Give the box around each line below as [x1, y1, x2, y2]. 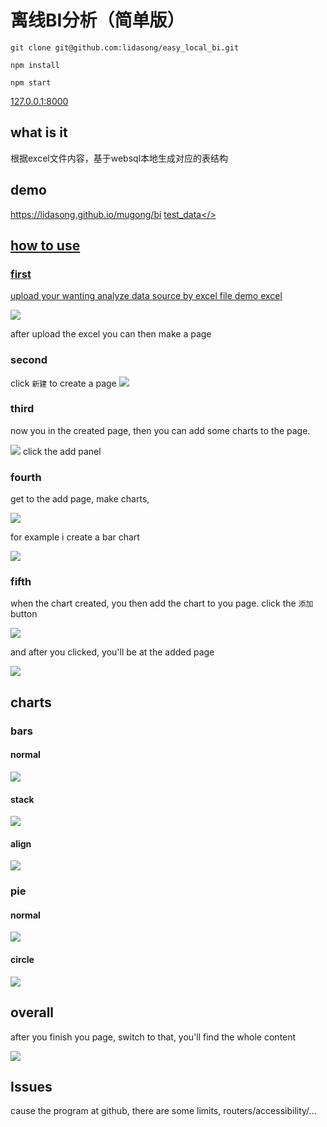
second [10, 353, 48, 367]
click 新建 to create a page [10, 377, 117, 389]
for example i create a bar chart [10, 531, 140, 543]
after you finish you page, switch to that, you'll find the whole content [10, 1031, 297, 1043]
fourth [10, 470, 42, 484]
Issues [10, 1078, 53, 1095]
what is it [10, 124, 68, 141]
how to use [10, 237, 81, 254]
